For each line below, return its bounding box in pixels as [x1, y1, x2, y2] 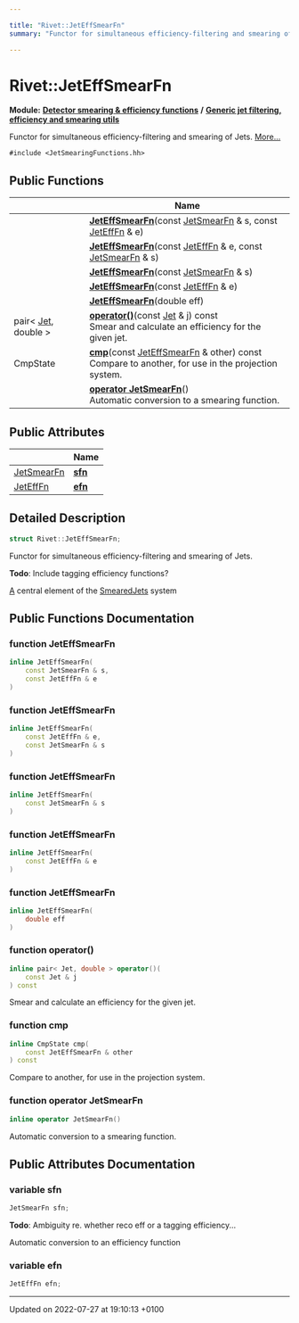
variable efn [9, 1260, 62, 1271]
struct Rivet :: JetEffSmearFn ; [9, 534, 122, 543]
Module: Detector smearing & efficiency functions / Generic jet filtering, [9, 104, 282, 116]
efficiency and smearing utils [9, 114, 120, 125]
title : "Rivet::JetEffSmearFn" [9, 21, 125, 29]
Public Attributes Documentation [9, 1156, 196, 1171]
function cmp [9, 1019, 69, 1031]
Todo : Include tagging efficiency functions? [9, 567, 169, 578]
